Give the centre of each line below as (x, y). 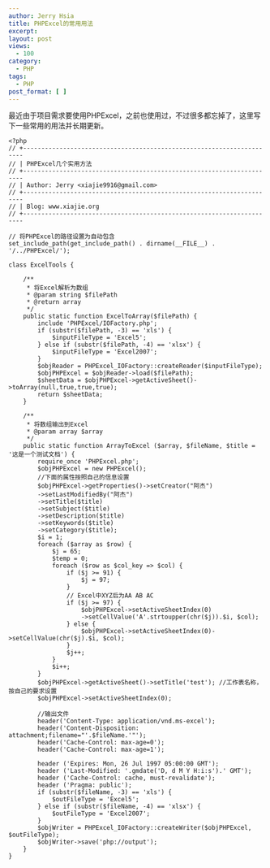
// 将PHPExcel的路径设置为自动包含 (62, 237)
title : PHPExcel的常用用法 (51, 24)
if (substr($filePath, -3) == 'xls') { (105, 331)
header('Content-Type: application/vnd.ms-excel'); (127, 721)
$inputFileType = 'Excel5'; (99, 338)
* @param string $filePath (72, 295)
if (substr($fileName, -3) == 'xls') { (105, 792)
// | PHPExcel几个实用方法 (50, 164)
